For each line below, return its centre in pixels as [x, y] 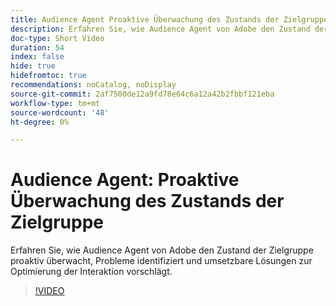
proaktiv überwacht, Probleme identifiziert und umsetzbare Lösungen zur [161, 261]
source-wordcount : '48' [60, 112]
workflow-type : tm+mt [55, 103]
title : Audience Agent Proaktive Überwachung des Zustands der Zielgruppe [169, 19]
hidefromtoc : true [48, 76]
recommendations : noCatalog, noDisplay [93, 85]
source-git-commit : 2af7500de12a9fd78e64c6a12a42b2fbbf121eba [142, 94]
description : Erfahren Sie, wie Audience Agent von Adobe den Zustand [160, 29]
